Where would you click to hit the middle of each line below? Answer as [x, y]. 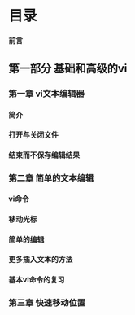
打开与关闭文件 [33, 135]
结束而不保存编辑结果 [44, 155]
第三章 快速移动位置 [47, 303]
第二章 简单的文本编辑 [51, 177]
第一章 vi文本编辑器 [46, 94]
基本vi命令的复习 [37, 279]
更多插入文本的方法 [41, 260]
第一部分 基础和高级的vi [68, 69]
